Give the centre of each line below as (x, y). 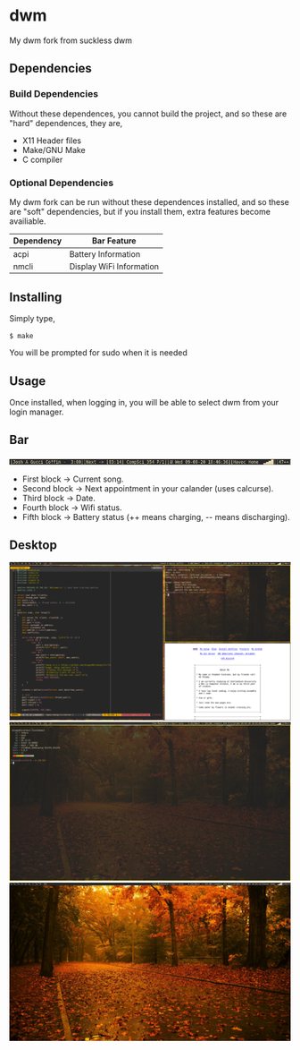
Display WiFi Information (114, 266)
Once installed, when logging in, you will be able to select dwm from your (144, 403)
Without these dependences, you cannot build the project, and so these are (148, 114)
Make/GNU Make (54, 149)
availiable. (28, 221)
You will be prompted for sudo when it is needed (98, 353)
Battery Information (105, 254)
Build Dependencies (54, 94)
